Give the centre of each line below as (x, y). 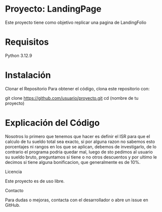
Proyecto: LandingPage (53, 9)
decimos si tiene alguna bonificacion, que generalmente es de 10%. (73, 162)
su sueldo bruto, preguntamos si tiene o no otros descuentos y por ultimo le (81, 157)
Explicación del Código (52, 123)
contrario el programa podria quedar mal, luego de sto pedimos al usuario (79, 152)
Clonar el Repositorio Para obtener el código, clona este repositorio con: (77, 88)
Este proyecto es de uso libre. (35, 181)
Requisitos (27, 42)
